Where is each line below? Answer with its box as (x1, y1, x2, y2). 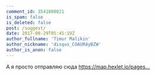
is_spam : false (6, 14, 44, 20)
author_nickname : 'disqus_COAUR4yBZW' (6, 42, 101, 48)
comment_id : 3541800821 (6, 8, 65, 15)
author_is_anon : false (6, 47, 62, 53)
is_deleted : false (6, 19, 51, 25)
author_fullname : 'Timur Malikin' (6, 36, 91, 42)
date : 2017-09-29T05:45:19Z (6, 31, 75, 37)
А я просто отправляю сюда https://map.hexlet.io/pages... (6, 63, 150, 70)
